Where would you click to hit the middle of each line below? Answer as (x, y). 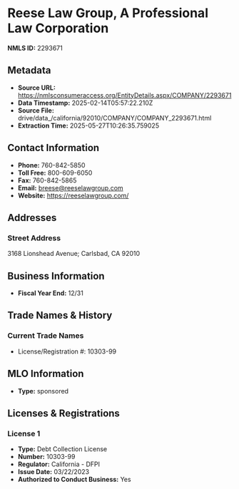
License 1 (24, 433)
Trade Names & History (60, 315)
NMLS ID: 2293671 (35, 48)
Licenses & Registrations (63, 413)
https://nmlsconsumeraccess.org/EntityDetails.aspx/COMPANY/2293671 (124, 95)
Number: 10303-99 (46, 457)
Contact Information (54, 148)
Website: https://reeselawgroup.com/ (73, 195)
